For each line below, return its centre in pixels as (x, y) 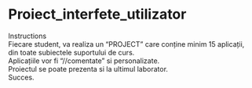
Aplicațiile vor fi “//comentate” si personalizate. (84, 61)
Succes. (21, 77)
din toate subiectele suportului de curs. (71, 52)
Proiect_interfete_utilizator (97, 14)
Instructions (27, 36)
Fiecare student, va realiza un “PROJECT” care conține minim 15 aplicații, (126, 44)
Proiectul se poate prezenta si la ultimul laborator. (88, 69)
